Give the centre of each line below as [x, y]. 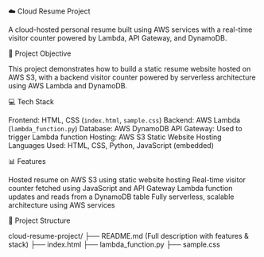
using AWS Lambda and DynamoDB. [68, 86]
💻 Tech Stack [31, 101]
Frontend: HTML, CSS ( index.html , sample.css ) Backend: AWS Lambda [124, 120]
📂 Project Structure [39, 220]
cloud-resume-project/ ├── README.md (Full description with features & [128, 236]
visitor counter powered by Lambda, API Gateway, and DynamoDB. [118, 38]
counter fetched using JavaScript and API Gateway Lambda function [120, 188]
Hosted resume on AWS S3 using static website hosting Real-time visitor [127, 180]
